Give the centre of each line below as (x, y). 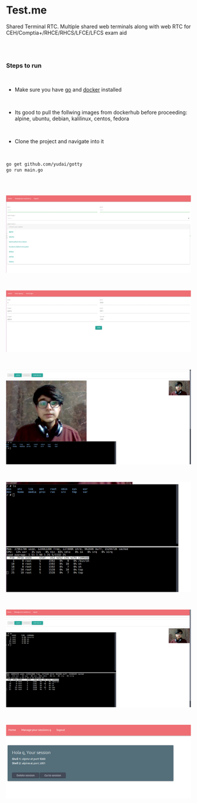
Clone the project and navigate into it (59, 141)
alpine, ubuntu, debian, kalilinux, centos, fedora (72, 119)
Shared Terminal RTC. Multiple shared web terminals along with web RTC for (98, 26)
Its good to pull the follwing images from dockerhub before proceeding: (101, 113)
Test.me (26, 10)
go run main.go (25, 170)
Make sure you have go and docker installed (68, 90)
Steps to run (24, 65)
